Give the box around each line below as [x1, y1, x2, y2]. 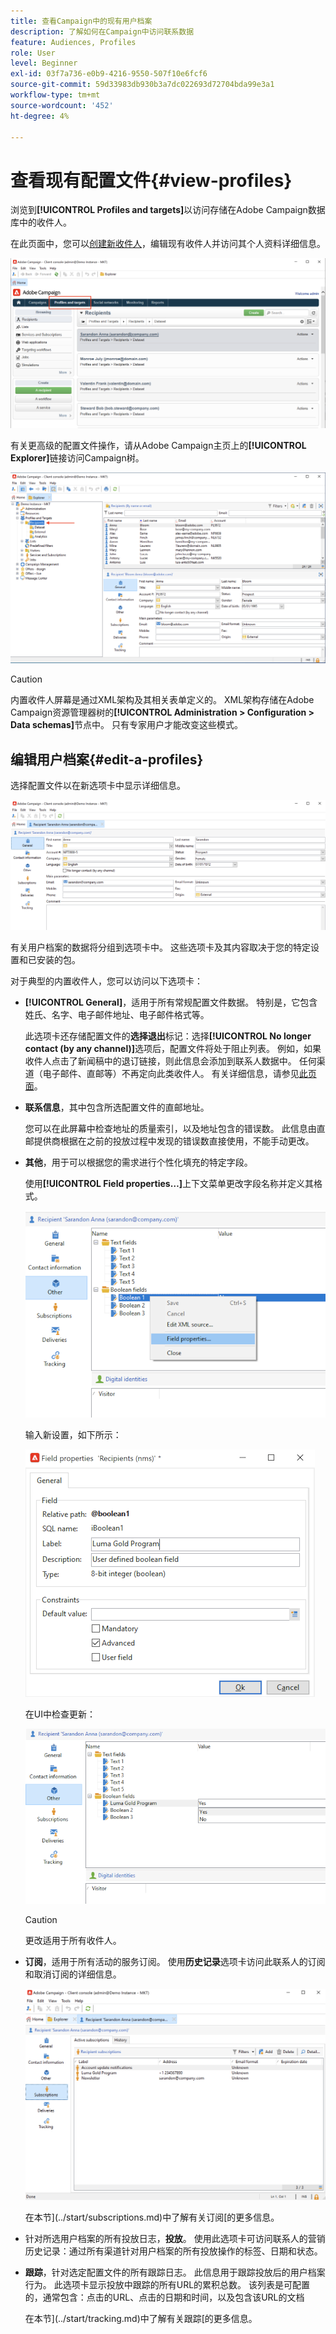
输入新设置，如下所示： [24, 1429, 122, 1441]
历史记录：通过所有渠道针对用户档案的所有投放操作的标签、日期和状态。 [24, 2245, 323, 2257]
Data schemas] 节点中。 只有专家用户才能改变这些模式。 [10, 719, 243, 731]
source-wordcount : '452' [10, 100, 114, 110]
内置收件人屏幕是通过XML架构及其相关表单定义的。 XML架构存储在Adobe [10, 694, 315, 706]
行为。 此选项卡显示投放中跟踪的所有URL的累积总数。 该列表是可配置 [24, 2278, 311, 2290]
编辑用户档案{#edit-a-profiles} [10, 751, 204, 768]
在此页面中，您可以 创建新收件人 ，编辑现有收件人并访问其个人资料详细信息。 [10, 238, 326, 250]
